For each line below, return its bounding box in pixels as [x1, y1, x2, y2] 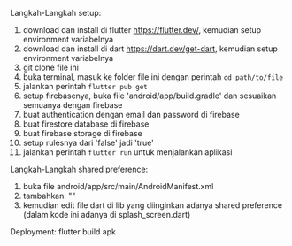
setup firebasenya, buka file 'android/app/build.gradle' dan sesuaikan [22, 90, 277, 101]
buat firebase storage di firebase [22, 128, 142, 138]
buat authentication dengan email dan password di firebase [22, 110, 240, 119]
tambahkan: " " [22, 190, 76, 201]
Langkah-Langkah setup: [10, 8, 102, 18]
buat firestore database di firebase [22, 119, 150, 129]
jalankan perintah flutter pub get [22, 81, 149, 91]
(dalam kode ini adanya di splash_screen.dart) [22, 210, 191, 219]
